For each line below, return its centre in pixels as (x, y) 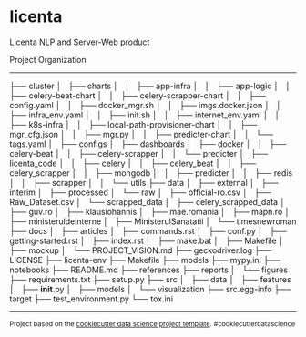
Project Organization (48, 59)
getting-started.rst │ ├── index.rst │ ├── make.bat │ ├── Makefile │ (147, 240)
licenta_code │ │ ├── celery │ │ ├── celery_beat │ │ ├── (133, 163)
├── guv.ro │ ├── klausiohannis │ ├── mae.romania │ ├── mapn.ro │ (150, 211)
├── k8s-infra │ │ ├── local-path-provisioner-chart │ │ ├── (133, 124)
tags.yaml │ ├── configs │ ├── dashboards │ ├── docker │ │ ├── (148, 144)
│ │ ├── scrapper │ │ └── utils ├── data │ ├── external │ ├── (144, 182)
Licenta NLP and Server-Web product (80, 42)
